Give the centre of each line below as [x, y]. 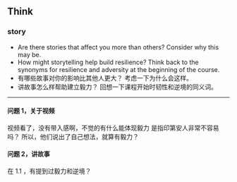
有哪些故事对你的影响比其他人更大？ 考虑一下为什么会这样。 [105, 78]
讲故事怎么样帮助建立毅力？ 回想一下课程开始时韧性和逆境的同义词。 [117, 87]
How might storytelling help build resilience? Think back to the [108, 62]
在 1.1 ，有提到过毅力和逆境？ [49, 171]
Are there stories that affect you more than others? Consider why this [118, 47]
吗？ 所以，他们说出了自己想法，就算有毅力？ [73, 136]
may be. [29, 54]
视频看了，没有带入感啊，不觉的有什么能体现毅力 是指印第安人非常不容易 [113, 128]
